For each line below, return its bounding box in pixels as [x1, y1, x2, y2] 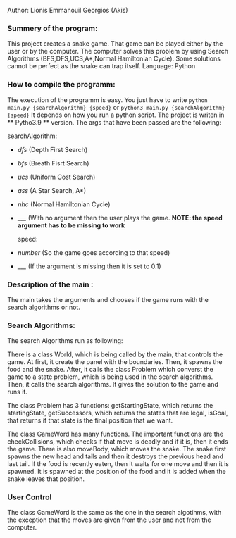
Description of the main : [7, 280, 94, 289]
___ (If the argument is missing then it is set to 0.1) [17, 262, 161, 270]
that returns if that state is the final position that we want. [7, 416, 173, 425]
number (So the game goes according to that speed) [17, 248, 170, 256]
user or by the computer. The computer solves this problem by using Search [7, 47, 229, 56]
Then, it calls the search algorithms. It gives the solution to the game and [7, 380, 218, 389]
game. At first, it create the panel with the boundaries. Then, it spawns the [7, 358, 223, 366]
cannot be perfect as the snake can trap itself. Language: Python [7, 62, 196, 70]
